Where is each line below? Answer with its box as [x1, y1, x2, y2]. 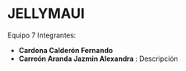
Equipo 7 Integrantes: [7, 30, 77, 40]
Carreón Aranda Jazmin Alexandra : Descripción [18, 54, 179, 63]
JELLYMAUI [7, 5, 85, 23]
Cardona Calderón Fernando [18, 45, 113, 55]
